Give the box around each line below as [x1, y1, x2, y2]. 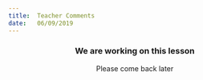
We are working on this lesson [75, 46, 195, 57]
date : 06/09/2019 [8, 19, 74, 27]
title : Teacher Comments [8, 11, 95, 20]
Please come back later [95, 63, 174, 73]
